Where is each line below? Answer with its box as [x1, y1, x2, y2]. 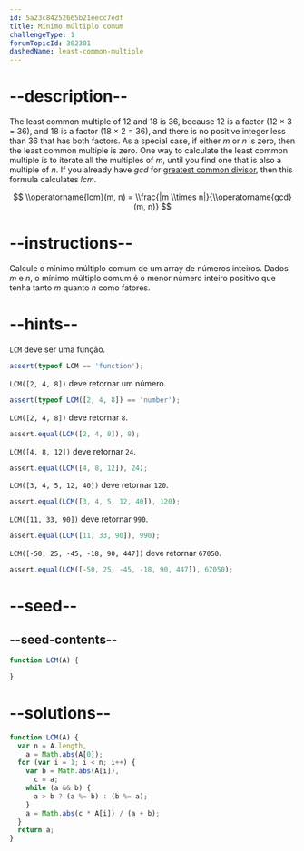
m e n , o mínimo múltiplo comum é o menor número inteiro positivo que [9, 273, 277, 283]
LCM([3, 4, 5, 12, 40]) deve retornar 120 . [9, 480, 169, 491]
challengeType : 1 [9, 30, 75, 39]
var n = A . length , [17, 741, 88, 750]
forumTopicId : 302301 [9, 38, 92, 48]
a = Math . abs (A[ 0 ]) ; [25, 749, 103, 758]
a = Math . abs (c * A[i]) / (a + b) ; [25, 808, 161, 817]
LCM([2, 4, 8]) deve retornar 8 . [9, 412, 129, 423]
